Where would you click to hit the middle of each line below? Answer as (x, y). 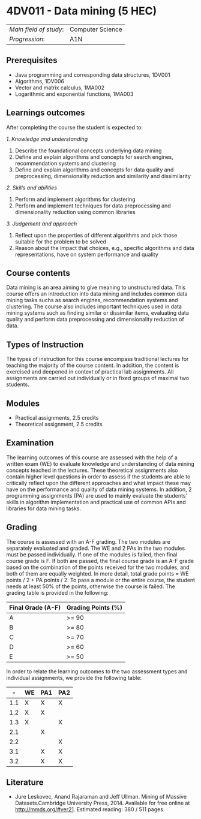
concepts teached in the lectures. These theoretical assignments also (92, 470)
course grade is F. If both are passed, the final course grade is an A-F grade (100, 561)
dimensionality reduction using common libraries (75, 212)
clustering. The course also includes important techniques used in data (94, 306)
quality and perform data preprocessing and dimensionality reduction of (95, 320)
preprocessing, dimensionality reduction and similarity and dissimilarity (103, 176)
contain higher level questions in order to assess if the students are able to (98, 476)
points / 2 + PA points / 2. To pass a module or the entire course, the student (101, 580)
